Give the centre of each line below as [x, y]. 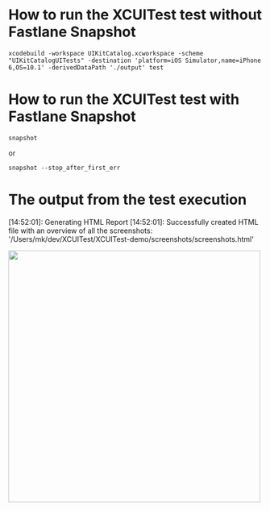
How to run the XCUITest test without [135, 15]
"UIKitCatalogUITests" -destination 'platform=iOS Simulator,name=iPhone [135, 60]
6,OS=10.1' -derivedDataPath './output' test [86, 67]
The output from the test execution [128, 200]
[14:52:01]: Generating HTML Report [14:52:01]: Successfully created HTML [134, 222]
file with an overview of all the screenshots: [81, 231]
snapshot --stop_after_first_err [64, 168]
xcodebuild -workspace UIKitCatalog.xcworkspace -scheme [106, 53]
